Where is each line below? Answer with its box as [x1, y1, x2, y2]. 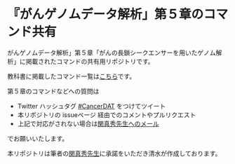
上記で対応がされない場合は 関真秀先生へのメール [17, 119, 159, 128]
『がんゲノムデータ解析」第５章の [7, 6, 204, 22]
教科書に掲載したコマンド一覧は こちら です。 [7, 71, 136, 81]
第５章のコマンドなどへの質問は [7, 87, 100, 95]
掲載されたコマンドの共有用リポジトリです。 [25, 57, 154, 65]
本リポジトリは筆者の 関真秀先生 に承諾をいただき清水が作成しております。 [7, 149, 222, 158]
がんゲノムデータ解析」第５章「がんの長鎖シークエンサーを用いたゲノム [7, 48, 216, 57]
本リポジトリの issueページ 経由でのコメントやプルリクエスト [17, 110, 196, 119]
